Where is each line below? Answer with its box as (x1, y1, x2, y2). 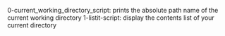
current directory (7, 21, 57, 29)
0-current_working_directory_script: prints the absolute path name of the (7, 6, 219, 14)
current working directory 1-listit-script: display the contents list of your (7, 13, 215, 22)
